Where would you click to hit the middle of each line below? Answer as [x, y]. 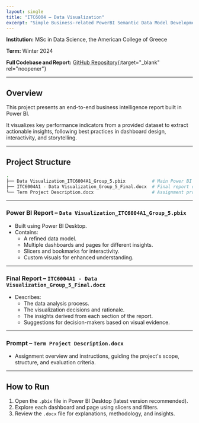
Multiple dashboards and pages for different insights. [88, 244]
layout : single [25, 12]
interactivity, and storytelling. [41, 138]
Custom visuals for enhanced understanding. [78, 257]
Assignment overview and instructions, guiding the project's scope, [97, 356]
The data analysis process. [57, 304]
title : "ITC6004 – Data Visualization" [55, 17]
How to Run [28, 387]
